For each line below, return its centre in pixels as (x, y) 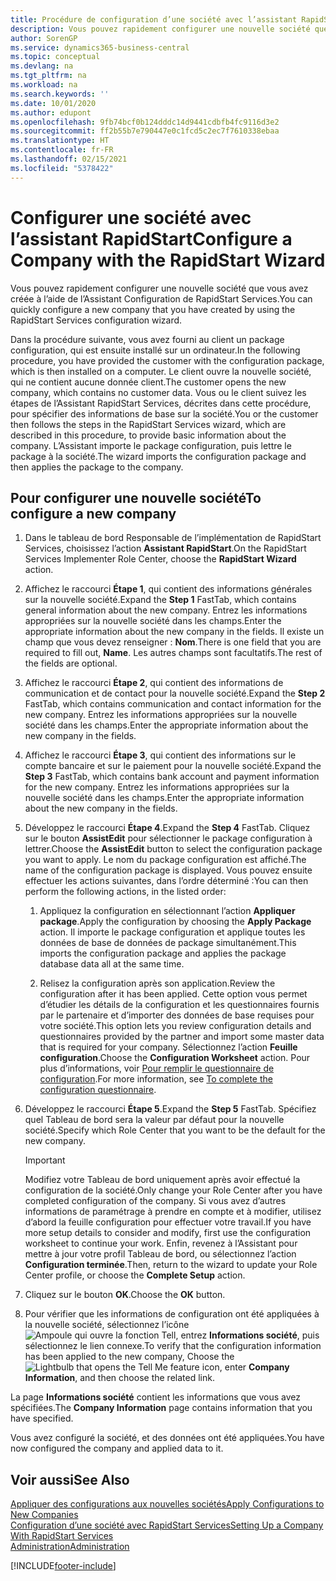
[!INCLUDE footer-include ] (63, 1566)
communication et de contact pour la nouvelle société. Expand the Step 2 (175, 693)
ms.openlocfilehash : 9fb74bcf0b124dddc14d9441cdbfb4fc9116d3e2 (145, 122)
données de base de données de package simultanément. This (168, 943)
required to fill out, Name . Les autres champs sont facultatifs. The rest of (173, 653)
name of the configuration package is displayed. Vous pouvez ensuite (168, 870)
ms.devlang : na (42, 66)
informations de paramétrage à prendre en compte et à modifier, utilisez (173, 1212)
